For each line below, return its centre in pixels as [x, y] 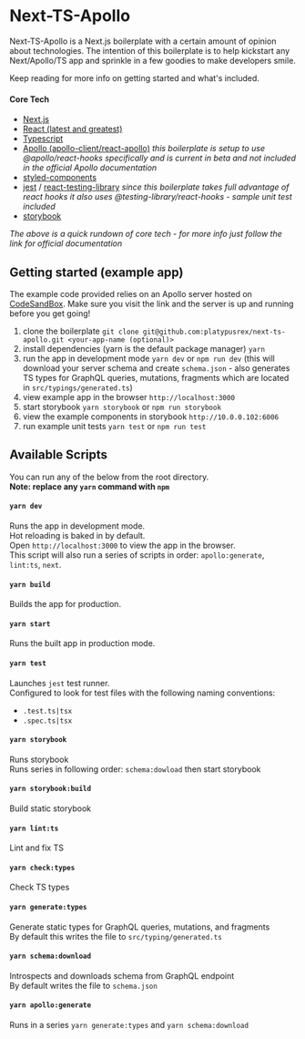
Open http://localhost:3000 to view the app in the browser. [122, 545]
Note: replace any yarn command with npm [90, 486]
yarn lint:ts [34, 828]
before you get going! [50, 313]
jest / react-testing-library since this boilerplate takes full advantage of [156, 187]
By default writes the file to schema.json [83, 985]
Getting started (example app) [97, 272]
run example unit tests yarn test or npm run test [114, 426]
